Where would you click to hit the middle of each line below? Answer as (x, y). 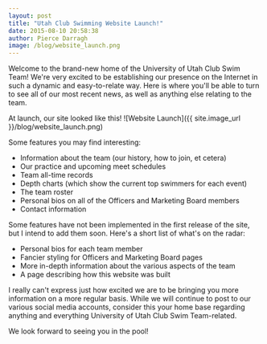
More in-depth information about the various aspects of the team (127, 266)
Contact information (53, 209)
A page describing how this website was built (95, 275)
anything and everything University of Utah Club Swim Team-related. (123, 316)
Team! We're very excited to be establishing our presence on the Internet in (133, 77)
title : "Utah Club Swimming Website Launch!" (86, 23)
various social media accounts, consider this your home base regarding (127, 307)
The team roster (47, 192)
